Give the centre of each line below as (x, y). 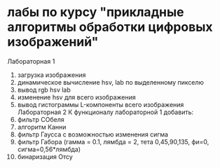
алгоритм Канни (42, 127)
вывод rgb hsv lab (44, 90)
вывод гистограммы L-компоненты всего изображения (101, 104)
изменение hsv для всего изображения (76, 97)
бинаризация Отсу (45, 156)
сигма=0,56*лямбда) (49, 149)
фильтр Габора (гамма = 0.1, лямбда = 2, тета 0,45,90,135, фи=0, (113, 141)
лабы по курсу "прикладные (96, 12)
